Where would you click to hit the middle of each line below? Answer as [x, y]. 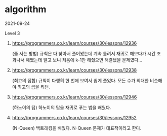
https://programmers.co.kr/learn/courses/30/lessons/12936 [74, 43]
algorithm [26, 9]
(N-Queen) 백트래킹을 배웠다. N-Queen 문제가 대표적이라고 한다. [77, 128]
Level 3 [12, 33]
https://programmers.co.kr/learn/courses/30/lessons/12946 [74, 97]
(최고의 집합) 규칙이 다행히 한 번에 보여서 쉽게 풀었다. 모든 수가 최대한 [80, 80]
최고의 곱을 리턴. [34, 87]
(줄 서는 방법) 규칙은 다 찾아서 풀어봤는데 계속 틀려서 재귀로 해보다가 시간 [84, 53]
